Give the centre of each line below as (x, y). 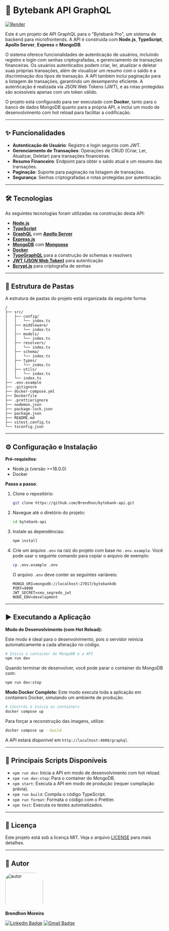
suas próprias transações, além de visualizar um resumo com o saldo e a (81, 71)
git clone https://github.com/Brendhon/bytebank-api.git (73, 503)
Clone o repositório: (33, 494)
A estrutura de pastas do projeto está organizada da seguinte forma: (76, 298)
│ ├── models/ (22, 334)
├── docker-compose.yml (30, 392)
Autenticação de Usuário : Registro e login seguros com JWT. (76, 145)
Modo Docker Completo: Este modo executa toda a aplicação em (73, 692)
